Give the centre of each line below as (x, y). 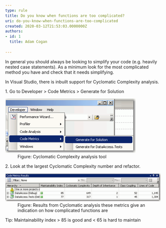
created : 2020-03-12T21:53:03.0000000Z (46, 26)
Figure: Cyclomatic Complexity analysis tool (62, 156)
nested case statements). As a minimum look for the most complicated (77, 67)
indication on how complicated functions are (63, 210)
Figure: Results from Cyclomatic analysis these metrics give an (82, 205)
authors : (14, 31)
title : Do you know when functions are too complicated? (65, 16)
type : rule (16, 10)
